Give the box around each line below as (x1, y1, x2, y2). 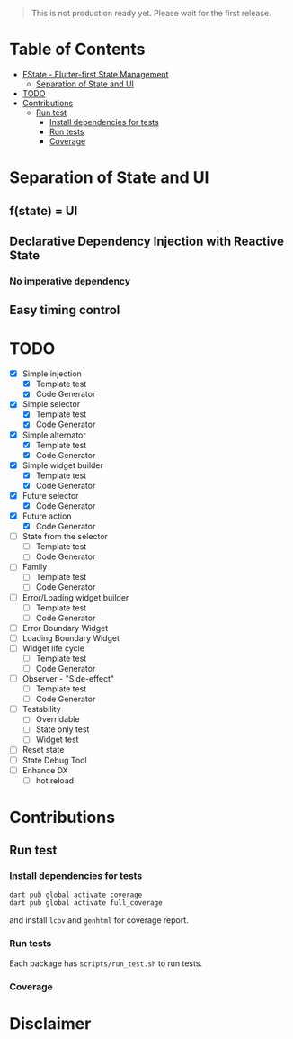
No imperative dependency (9, 275, 131, 287)
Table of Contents (9, 40, 146, 59)
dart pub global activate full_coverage (9, 899, 164, 908)
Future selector (22, 490, 79, 501)
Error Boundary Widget (22, 622, 109, 633)
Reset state (22, 745, 65, 755)
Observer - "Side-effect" (22, 673, 115, 684)
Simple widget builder (22, 459, 103, 471)
